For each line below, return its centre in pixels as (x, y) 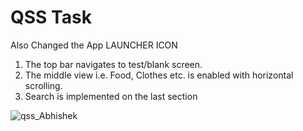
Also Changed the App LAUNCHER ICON (94, 45)
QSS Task (51, 17)
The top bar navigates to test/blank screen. (113, 64)
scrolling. (43, 85)
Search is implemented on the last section (111, 96)
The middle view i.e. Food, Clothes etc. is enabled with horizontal (159, 75)
